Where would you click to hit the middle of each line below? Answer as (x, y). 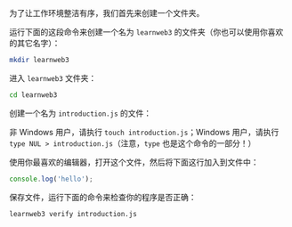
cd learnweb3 (33, 95)
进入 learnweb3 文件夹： (53, 77)
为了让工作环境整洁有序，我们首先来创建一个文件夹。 (107, 13)
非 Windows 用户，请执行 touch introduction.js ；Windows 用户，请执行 (144, 132)
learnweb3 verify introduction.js (73, 214)
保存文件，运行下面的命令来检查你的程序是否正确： (103, 197)
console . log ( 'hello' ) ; (51, 179)
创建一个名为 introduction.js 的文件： (81, 113)
